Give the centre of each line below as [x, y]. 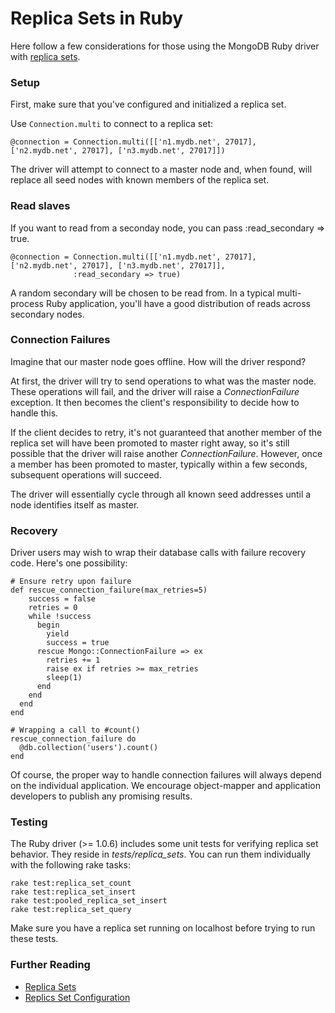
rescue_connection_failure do [73, 739]
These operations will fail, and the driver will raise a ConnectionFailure [155, 391]
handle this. [34, 413]
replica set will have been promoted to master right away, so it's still [150, 443]
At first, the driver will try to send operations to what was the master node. [163, 381]
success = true [78, 643]
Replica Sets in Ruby [97, 18]
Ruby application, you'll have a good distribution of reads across [178, 303]
